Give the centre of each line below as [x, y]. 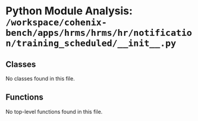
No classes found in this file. [40, 78]
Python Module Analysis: [69, 11]
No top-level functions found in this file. [54, 111]
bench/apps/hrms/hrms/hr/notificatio [99, 33]
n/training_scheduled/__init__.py [91, 43]
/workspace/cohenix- [56, 22]
